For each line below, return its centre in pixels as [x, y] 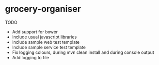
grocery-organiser [43, 9]
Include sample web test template [46, 42]
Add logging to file [31, 57]
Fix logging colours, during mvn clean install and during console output [83, 52]
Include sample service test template [49, 47]
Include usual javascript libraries [44, 37]
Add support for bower [35, 32]
